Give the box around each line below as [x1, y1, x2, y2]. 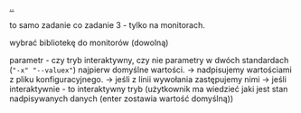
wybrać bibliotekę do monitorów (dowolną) [9, 37, 169, 48]
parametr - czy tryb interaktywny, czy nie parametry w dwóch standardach [9, 55, 289, 65]
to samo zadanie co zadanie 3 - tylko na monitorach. [9, 20, 206, 30]
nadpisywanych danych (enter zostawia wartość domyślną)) [9, 93, 234, 104]
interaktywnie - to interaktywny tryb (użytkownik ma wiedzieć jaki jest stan [9, 84, 288, 94]
